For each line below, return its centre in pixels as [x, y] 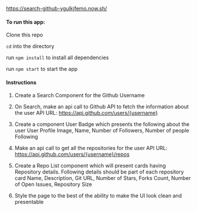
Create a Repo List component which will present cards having [90, 166]
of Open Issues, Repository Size [53, 185]
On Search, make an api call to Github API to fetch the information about [101, 107]
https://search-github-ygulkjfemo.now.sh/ [57, 8]
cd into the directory [30, 46]
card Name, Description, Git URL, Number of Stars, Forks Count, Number [103, 178]
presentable [29, 202]
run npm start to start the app [42, 69]
